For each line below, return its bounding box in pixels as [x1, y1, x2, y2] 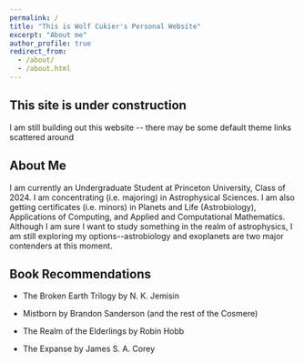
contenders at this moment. [9, 240, 113, 251]
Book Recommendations [9, 266, 152, 282]
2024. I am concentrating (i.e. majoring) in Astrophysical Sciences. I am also [9, 192, 296, 203]
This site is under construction [9, 97, 187, 114]
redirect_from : [9, 47, 67, 56]
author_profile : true [9, 38, 92, 48]
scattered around [9, 131, 75, 142]
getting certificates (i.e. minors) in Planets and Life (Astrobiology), [9, 201, 257, 212]
